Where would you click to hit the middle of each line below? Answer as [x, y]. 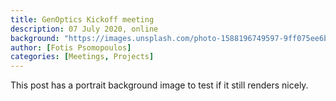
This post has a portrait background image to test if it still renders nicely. [159, 85]
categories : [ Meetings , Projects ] [82, 57]
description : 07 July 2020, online [84, 29]
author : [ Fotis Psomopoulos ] [71, 47]
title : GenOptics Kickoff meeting [82, 19]
